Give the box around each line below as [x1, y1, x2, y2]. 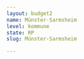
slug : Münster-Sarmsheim [6, 36, 77, 43]
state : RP [6, 29, 35, 36]
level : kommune [6, 23, 50, 29]
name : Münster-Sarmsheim [6, 16, 77, 23]
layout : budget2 [6, 10, 53, 17]
